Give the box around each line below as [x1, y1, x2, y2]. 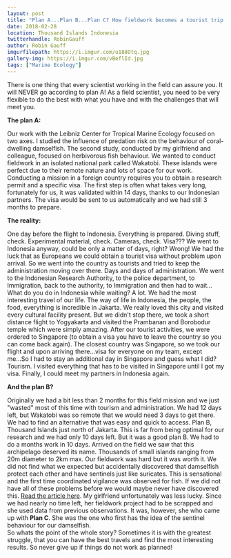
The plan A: [7, 115, 41, 124]
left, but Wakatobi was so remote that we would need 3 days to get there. [7, 411, 215, 419]
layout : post [7, 10, 45, 17]
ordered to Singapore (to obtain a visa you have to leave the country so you [7, 333, 222, 341]
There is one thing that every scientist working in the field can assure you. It [7, 80, 223, 89]
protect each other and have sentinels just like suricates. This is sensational [7, 469, 222, 478]
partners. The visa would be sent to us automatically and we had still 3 [7, 195, 208, 204]
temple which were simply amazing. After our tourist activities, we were [7, 325, 210, 333]
